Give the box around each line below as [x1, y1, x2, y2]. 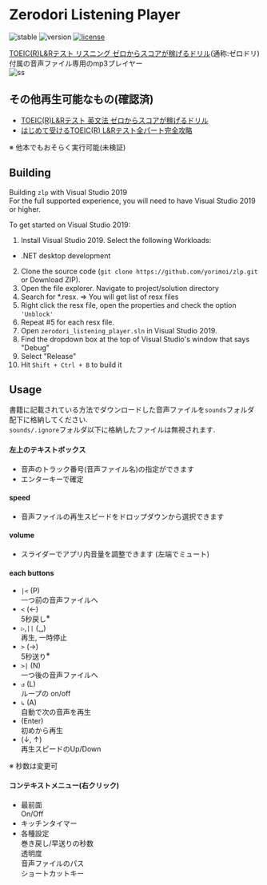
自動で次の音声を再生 [20, 707, 91, 716]
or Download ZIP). [20, 274, 81, 285]
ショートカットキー [20, 868, 85, 878]
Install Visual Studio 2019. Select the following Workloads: [20, 235, 212, 245]
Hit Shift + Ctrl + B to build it [20, 360, 122, 369]
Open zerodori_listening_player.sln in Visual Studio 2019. [20, 325, 218, 335]
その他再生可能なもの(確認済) [9, 93, 154, 106]
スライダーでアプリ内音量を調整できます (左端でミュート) [20, 549, 210, 559]
